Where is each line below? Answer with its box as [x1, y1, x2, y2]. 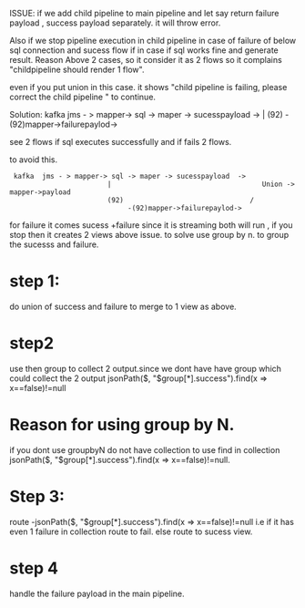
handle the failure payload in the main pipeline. [9, 588, 185, 599]
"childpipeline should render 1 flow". [9, 64, 145, 75]
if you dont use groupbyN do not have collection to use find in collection [9, 444, 280, 455]
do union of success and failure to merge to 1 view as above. [9, 301, 237, 312]
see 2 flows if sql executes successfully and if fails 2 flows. [9, 137, 232, 147]
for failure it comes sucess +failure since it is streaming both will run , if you [9, 220, 293, 231]
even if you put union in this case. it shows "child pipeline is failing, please [9, 82, 288, 92]
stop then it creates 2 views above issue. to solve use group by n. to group [9, 230, 290, 240]
